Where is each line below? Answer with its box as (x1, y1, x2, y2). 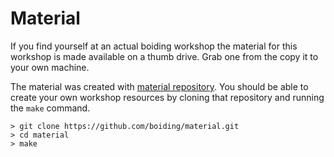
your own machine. (10, 61, 90, 73)
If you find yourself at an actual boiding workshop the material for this (10, 40, 298, 52)
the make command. (10, 102, 91, 114)
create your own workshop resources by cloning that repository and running (10, 91, 325, 103)
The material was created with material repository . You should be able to (10, 80, 309, 92)
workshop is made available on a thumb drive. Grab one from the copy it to (10, 50, 319, 62)
